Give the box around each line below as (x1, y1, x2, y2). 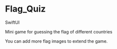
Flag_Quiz (5, 3, 46, 15)
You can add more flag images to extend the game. (5, 38, 108, 44)
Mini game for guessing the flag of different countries (5, 29, 113, 34)
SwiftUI (5, 19, 20, 25)
